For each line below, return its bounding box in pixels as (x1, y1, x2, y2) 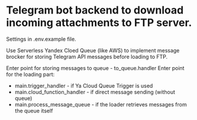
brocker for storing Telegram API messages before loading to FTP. (6, 53, 168, 60)
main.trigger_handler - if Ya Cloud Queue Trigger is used (14, 82, 153, 89)
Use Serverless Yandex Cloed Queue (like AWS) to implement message (6, 46, 180, 54)
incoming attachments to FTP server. (6, 16, 192, 29)
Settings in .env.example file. (6, 35, 76, 42)
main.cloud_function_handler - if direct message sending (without (14, 88, 176, 95)
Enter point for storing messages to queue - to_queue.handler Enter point (6, 64, 185, 71)
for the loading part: (6, 71, 55, 78)
